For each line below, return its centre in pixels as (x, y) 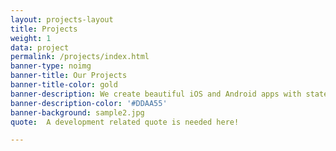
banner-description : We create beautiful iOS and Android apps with (156, 94)
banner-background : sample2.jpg (77, 112)
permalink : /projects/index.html (80, 57)
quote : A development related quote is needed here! (125, 122)
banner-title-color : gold (64, 85)
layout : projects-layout (62, 19)
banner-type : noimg (51, 66)
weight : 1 (31, 38)
